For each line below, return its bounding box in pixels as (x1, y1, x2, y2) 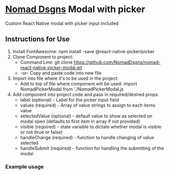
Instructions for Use (5, 35, 70, 43)
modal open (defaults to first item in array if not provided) (20, 118, 141, 124)
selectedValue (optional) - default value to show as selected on (20, 113, 153, 119)
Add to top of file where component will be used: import (20, 80, 138, 86)
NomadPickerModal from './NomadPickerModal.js (20, 86, 124, 92)
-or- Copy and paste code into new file (20, 70, 102, 76)
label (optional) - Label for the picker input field (20, 97, 119, 103)
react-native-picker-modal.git (20, 64, 82, 70)
